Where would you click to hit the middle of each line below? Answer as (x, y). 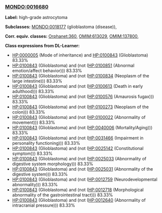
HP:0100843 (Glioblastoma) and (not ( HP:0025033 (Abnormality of (79, 159)
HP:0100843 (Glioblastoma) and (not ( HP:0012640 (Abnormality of (79, 200)
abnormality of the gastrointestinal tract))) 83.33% (63, 195)
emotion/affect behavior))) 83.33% (47, 71)
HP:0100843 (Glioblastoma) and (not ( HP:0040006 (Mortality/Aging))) (82, 128)
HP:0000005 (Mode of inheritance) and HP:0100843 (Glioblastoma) (80, 55)
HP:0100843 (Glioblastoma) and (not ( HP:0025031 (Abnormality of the (82, 169)
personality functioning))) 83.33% (46, 143)
